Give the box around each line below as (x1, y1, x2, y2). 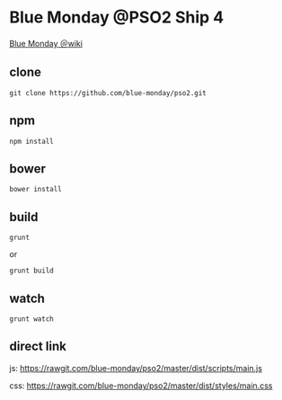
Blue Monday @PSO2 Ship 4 (9, 7, 225, 28)
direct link (9, 339, 67, 354)
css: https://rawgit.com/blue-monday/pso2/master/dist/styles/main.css (9, 380, 273, 391)
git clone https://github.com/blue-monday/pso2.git (9, 88, 207, 97)
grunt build (9, 266, 54, 276)
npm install (9, 137, 54, 146)
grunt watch (9, 315, 54, 324)
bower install (9, 185, 63, 194)
